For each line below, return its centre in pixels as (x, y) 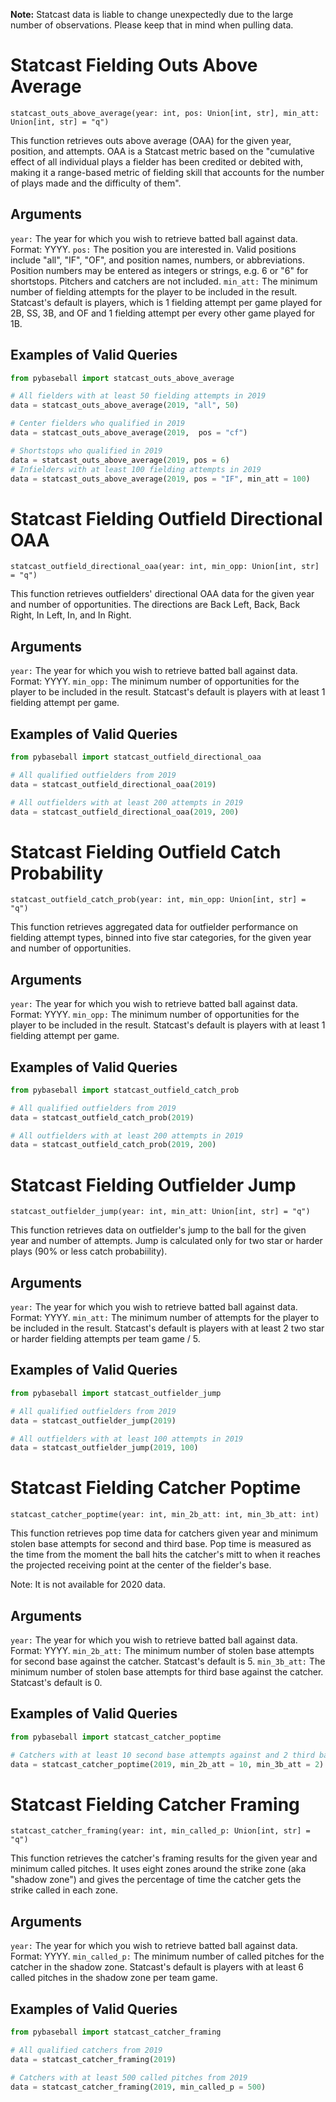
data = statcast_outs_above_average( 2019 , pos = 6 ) (120, 460)
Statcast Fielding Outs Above (134, 65)
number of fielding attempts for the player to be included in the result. (154, 291)
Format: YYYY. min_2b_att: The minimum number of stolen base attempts (162, 1650)
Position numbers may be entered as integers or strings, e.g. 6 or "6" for (159, 270)
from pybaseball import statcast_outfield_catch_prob (125, 1090)
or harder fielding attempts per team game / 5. (105, 1339)
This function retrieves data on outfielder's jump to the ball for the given (158, 1230)
